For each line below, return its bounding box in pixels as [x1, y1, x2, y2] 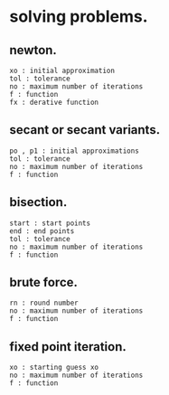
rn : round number [9, 298, 79, 308]
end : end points [9, 226, 75, 236]
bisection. [9, 194, 68, 210]
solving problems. [9, 6, 148, 27]
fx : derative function [9, 98, 99, 107]
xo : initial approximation [9, 66, 116, 75]
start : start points [9, 219, 91, 228]
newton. [9, 42, 57, 58]
